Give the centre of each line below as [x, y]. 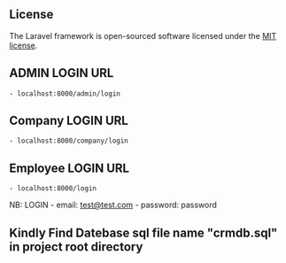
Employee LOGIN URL [70, 168]
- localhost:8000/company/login [69, 141]
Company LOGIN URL [69, 121]
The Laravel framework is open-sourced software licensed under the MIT [143, 35]
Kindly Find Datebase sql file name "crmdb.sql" [143, 232]
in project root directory [76, 247]
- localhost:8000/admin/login [65, 93]
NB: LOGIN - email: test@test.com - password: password [113, 205]
